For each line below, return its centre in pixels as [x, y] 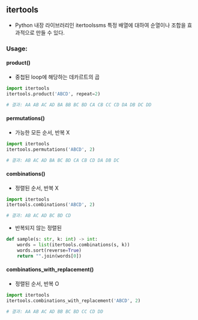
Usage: [17, 49]
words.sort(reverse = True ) [49, 250]
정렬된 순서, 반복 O [37, 283]
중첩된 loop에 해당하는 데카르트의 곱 [57, 77]
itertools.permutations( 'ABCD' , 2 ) [51, 149]
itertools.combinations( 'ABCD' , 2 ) [51, 205]
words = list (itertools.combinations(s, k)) [73, 245]
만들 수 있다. [50, 32]
